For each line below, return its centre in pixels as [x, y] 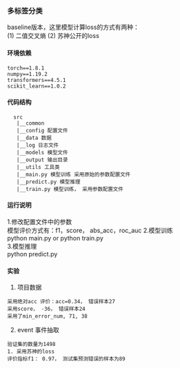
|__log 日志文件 [38, 145]
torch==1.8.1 [26, 68]
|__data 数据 [34, 138]
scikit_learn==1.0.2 [37, 86]
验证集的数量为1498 [31, 345]
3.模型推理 [22, 246]
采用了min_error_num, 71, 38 [48, 316]
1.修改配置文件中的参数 [40, 221]
